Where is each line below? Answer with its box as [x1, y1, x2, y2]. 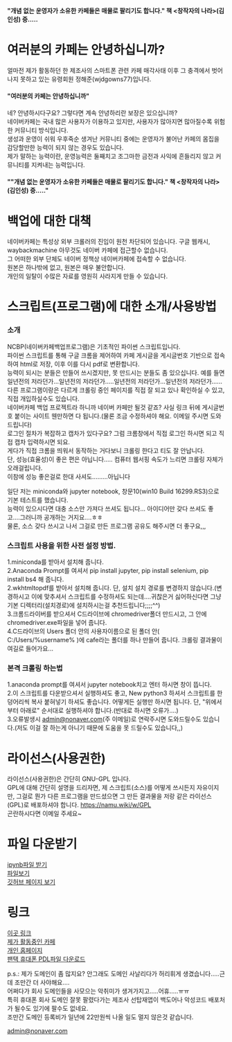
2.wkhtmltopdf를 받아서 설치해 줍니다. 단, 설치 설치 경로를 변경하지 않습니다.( [7, 584, 217, 592]
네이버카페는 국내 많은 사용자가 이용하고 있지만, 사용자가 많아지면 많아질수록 [7, 117, 213, 125]
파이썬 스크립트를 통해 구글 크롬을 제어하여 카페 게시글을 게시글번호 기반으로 [7, 351, 213, 360]
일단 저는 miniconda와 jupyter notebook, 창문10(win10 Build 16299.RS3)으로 [7, 487, 220, 495]
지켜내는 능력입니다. [30, 160, 85, 169]
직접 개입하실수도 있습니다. [7, 394, 80, 403]
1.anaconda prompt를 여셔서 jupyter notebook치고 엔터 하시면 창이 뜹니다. [7, 680, 213, 689]
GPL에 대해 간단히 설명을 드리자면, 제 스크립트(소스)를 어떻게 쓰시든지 [7, 784, 195, 792]
